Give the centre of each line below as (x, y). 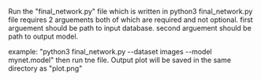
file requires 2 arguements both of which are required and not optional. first (131, 20)
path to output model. (43, 36)
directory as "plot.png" (45, 68)
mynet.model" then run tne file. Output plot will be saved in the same (119, 60)
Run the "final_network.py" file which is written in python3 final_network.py (130, 11)
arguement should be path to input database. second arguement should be (130, 28)
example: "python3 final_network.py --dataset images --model (110, 52)
